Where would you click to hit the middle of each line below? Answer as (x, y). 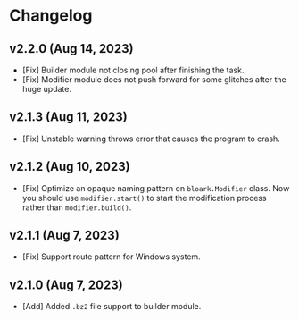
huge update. (46, 89)
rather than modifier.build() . (77, 207)
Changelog (51, 16)
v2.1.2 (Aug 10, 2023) (70, 167)
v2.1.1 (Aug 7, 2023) (65, 236)
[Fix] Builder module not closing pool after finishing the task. (133, 70)
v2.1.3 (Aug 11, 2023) (68, 117)
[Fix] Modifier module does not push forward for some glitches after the (154, 80)
